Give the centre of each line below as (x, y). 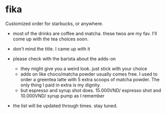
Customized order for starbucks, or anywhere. (54, 24)
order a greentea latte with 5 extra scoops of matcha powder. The (90, 79)
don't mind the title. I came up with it (51, 49)
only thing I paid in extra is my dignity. (61, 85)
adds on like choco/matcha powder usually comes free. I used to (89, 74)
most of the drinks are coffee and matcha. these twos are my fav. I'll (85, 33)
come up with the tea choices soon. (51, 39)
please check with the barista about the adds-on (64, 59)
